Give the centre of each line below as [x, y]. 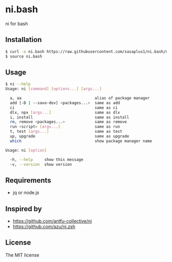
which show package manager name [81, 141]
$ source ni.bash [24, 56]
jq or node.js [26, 193]
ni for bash [17, 24]
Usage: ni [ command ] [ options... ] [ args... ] [53, 89]
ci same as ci [64, 108]
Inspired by [24, 209]
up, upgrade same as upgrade [70, 136]
